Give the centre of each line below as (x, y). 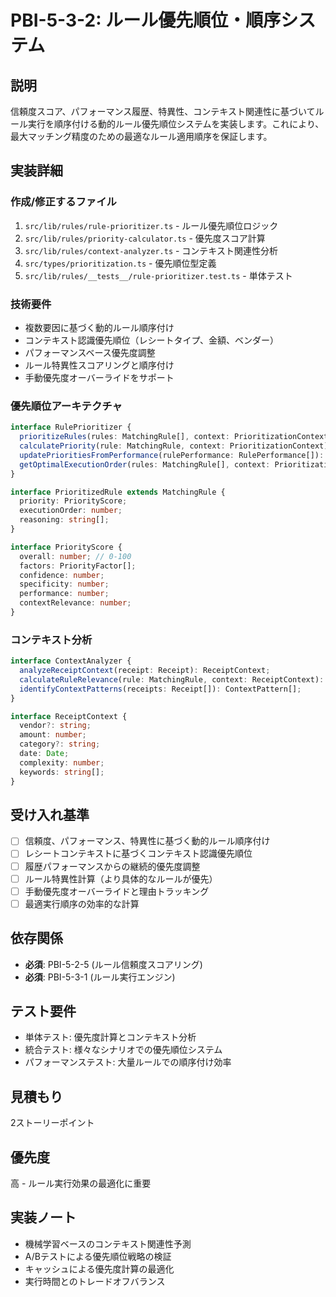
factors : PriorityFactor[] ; (78, 566)
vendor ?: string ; (55, 726)
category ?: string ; (60, 744)
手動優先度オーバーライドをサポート (99, 377)
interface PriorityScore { (66, 547)
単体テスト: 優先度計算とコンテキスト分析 (110, 1037)
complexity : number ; (62, 762)
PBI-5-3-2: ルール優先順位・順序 (146, 20)
